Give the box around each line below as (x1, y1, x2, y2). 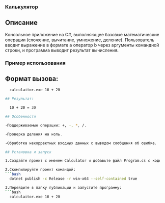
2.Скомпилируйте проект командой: (5, 167, 76, 172)
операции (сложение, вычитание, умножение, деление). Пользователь (5, 37, 155, 43)
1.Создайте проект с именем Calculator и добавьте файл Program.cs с (5, 158, 151, 163)
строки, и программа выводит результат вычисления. (5, 47, 119, 53)
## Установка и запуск (5, 150, 52, 154)
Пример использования (5, 59, 66, 66)
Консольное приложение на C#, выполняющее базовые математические (5, 31, 160, 37)
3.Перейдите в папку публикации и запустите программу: (5, 185, 122, 190)
